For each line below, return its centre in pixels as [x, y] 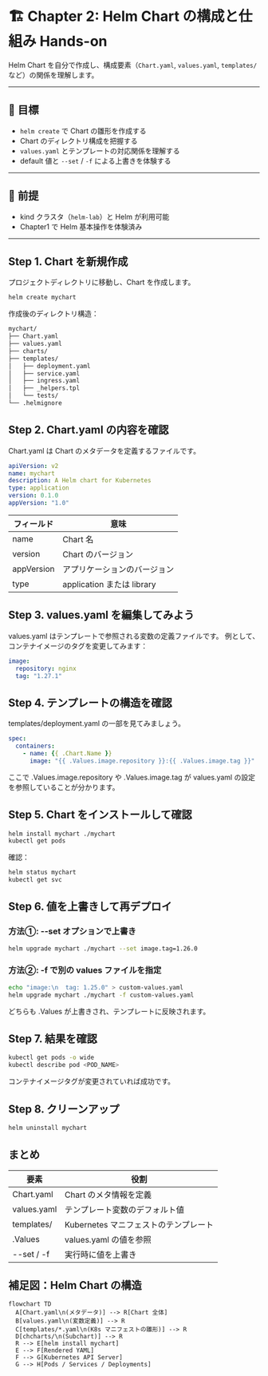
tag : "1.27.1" [39, 676]
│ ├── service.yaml [44, 373]
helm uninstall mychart [48, 1128]
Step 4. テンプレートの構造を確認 [91, 702]
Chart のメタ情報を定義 [108, 1195]
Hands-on [73, 42]
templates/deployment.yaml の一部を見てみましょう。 [97, 724]
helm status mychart [43, 872]
